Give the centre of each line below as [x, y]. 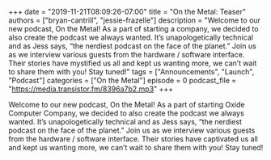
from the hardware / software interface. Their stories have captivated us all [133, 139]
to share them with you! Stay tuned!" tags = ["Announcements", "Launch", [131, 72]
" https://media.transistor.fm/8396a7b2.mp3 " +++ [91, 89]
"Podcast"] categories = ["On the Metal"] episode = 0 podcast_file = [123, 80]
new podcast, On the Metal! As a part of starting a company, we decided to [133, 29]
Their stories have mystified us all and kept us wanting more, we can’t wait [133, 63]
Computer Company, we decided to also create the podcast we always [126, 113]
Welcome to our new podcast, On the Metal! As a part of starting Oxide [127, 105]
